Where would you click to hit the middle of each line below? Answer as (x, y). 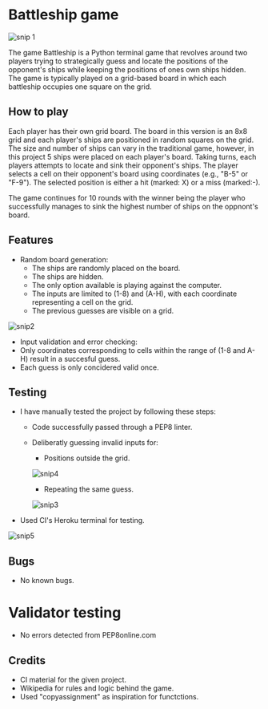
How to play (38, 112)
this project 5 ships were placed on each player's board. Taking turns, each (132, 156)
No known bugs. (47, 581)
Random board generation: (64, 259)
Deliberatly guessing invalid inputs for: (95, 443)
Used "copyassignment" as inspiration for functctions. (109, 696)
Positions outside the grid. (87, 458)
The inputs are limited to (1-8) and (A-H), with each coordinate (134, 294)
